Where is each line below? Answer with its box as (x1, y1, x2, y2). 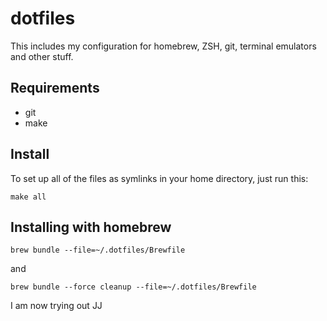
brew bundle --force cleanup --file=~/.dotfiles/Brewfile (10, 282, 257, 292)
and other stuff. (10, 50, 74, 62)
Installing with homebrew (10, 218, 172, 236)
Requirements (10, 80, 100, 97)
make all (10, 192, 47, 202)
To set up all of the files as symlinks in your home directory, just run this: (10, 172, 309, 184)
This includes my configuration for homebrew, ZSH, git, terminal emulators (10, 40, 317, 52)
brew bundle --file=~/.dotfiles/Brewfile (10, 245, 186, 256)
